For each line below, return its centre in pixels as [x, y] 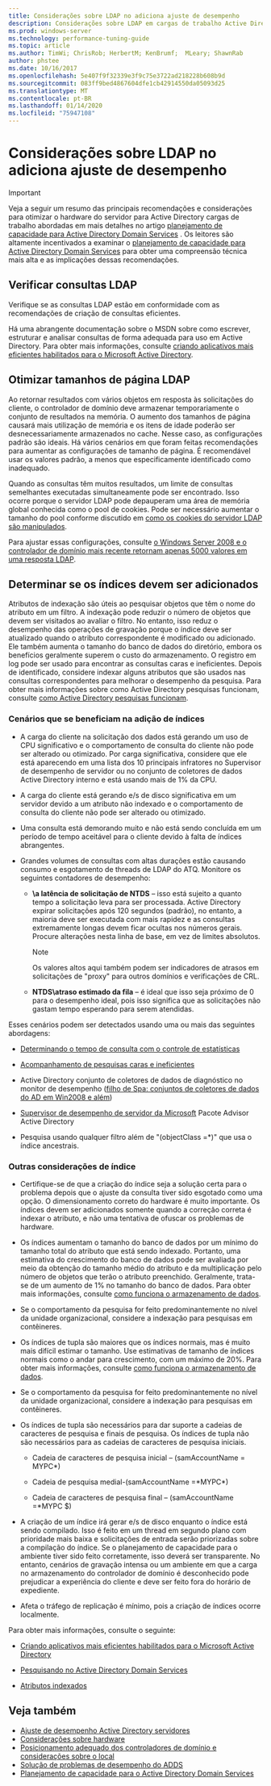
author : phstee [34, 61]
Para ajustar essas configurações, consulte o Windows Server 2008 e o [128, 542]
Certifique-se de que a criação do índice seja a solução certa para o [133, 1183]
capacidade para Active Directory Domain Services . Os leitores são [121, 234]
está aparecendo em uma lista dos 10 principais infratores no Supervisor [140, 762]
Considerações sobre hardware [72, 1738]
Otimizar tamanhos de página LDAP [100, 380]
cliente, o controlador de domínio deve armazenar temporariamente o [124, 407]
